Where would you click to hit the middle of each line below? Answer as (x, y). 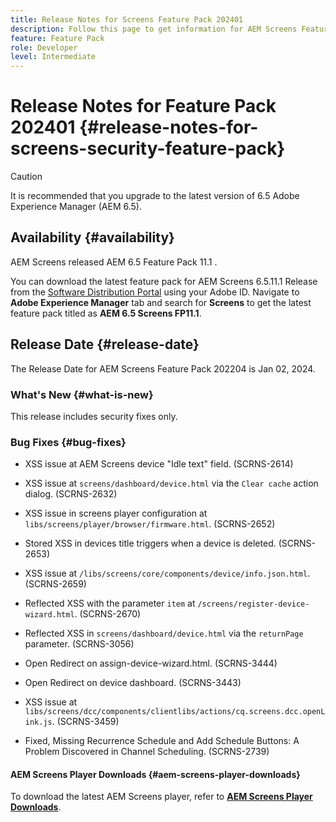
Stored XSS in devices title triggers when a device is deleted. (150, 543)
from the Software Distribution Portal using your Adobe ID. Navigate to (155, 292)
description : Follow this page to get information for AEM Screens (154, 29)
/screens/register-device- (253, 604)
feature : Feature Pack (57, 38)
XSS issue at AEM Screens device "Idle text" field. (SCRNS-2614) (159, 464)
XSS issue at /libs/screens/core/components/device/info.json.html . (167, 573)
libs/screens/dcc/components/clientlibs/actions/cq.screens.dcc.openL (175, 712)
